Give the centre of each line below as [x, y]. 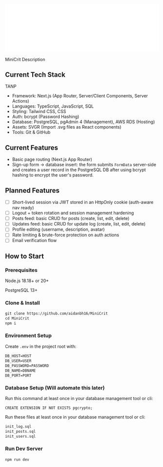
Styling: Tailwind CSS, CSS [39, 111]
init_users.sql [20, 437]
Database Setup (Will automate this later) [55, 388]
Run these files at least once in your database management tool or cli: [75, 417]
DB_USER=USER [18, 361]
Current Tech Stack [35, 75]
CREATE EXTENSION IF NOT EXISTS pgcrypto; [49, 408]
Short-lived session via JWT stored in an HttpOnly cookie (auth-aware [83, 202]
